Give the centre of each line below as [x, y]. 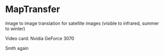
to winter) [15, 28]
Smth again [17, 48]
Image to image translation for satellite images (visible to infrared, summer [82, 23]
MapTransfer [33, 9]
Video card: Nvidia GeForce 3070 [40, 38]
